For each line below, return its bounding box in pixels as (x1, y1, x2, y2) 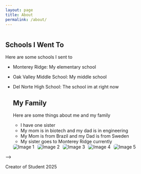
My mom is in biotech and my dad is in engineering (20, 127, 128, 134)
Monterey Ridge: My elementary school (12, 64, 96, 70)
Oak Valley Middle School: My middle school (12, 74, 107, 80)
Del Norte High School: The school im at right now (12, 84, 119, 90)
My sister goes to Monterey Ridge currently (20, 139, 112, 144)
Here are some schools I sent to (5, 54, 73, 60)
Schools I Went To (5, 40, 64, 49)
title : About (5, 12, 33, 17)
